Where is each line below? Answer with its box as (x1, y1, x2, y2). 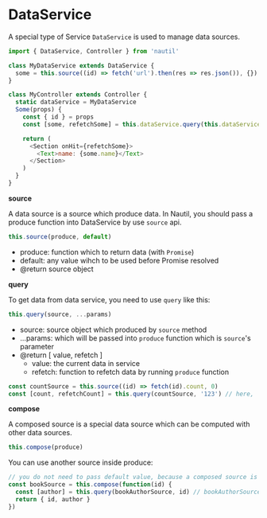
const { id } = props (22, 113, 94, 121)
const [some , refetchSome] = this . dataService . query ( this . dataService (22, 120, 261, 128)
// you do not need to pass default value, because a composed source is (8, 473, 258, 481)
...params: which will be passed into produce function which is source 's (19, 333, 252, 343)
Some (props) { (15, 106, 62, 114)
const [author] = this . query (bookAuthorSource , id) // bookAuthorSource (15, 488, 261, 497)
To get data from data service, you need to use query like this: (8, 294, 211, 304)
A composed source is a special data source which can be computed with (8, 419, 250, 429)
